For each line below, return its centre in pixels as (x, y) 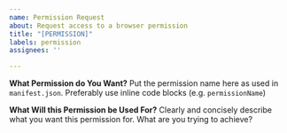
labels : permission (45, 42)
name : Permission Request (57, 17)
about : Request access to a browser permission (99, 26)
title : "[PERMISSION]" (51, 34)
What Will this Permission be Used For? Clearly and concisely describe (141, 110)
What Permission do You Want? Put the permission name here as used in (144, 83)
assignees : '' (35, 51)
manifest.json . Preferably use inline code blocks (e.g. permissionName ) (138, 93)
